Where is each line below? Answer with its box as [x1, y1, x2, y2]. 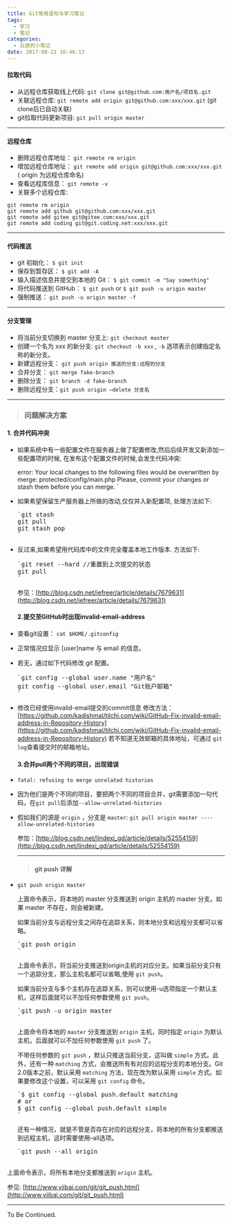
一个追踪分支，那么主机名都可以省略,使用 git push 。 [17, 970, 167, 978]
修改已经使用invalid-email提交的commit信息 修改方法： [17, 703, 174, 712]
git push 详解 [34, 864, 72, 873]
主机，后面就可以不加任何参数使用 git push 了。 [17, 1036, 155, 1045]
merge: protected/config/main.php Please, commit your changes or [17, 475, 209, 483]
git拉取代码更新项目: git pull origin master [17, 113, 145, 122]
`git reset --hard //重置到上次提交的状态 [17, 560, 151, 568]
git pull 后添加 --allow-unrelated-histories [35, 799, 162, 807]
